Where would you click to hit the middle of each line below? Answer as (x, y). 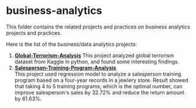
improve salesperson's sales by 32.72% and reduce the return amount (99, 92)
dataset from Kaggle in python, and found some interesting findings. (97, 62)
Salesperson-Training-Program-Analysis (65, 67)
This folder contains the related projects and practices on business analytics (98, 27)
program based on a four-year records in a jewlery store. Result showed (101, 80)
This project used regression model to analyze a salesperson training (98, 74)
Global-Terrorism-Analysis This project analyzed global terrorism (94, 55)
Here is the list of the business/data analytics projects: (72, 44)
